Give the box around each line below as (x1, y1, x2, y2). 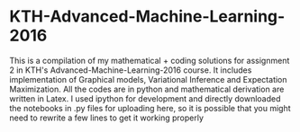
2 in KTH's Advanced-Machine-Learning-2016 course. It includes (9, 65, 252, 75)
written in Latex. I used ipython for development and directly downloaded (9, 92, 281, 104)
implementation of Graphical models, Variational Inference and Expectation (9, 74, 287, 84)
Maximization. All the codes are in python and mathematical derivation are (9, 84, 285, 94)
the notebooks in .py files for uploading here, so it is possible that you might (9, 102, 291, 113)
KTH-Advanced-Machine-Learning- (9, 6, 286, 27)
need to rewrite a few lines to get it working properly (9, 112, 205, 123)
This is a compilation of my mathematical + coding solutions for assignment (9, 55, 290, 66)
